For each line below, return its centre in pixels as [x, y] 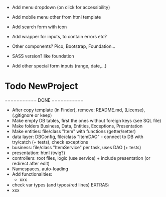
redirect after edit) [31, 163]
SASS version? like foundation [43, 56]
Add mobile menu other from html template [56, 17]
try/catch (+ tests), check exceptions [50, 142]
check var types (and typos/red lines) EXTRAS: [60, 185]
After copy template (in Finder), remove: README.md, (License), [78, 110]
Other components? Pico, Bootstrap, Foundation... [64, 46]
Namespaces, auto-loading [40, 169]
